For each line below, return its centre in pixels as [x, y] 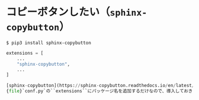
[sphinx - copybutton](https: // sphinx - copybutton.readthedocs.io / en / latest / [100, 86]
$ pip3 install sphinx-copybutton [49, 43]
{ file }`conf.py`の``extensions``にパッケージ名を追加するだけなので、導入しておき [99, 91]
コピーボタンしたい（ [58, 12]
